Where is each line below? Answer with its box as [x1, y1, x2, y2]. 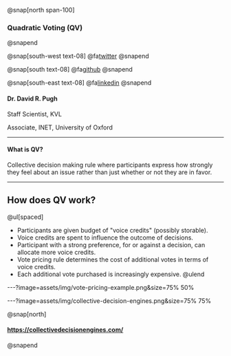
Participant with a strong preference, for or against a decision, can [16, 240, 206, 249]
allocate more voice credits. [16, 248, 96, 256]
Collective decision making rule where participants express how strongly [7, 160, 213, 169]
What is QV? [7, 145, 43, 154]
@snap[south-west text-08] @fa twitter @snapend [7, 52, 149, 61]
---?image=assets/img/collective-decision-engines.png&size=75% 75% [7, 296, 212, 305]
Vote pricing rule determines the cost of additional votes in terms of [16, 255, 209, 264]
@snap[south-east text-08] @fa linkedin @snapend [7, 78, 152, 87]
